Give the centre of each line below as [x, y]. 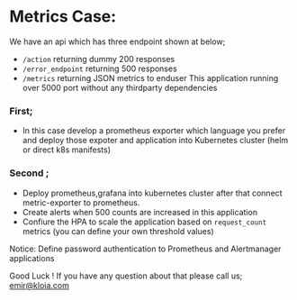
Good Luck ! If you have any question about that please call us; [126, 276]
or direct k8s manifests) [66, 150]
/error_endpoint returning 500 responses [99, 68]
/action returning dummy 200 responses [99, 59]
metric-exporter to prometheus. [81, 202]
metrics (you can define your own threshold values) [118, 231]
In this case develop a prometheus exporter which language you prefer [154, 131]
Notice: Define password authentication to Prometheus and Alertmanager [145, 249]
